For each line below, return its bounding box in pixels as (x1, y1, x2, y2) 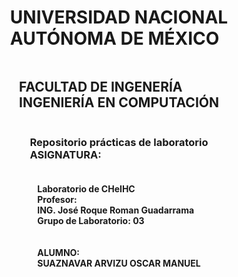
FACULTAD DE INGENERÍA (19, 79, 183, 96)
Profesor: (37, 193, 78, 205)
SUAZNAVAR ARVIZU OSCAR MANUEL (37, 257, 201, 269)
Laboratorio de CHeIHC (37, 182, 136, 195)
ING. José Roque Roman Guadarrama (37, 204, 195, 216)
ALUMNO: (37, 246, 81, 258)
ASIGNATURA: (29, 147, 102, 161)
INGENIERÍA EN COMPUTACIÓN (19, 94, 219, 111)
